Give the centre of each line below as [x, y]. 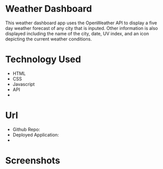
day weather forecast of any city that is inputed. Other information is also [82, 28]
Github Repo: [26, 129]
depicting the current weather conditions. [49, 39]
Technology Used [43, 59]
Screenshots [33, 160]
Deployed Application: [36, 135]
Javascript [24, 84]
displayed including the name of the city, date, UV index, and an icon [77, 33]
